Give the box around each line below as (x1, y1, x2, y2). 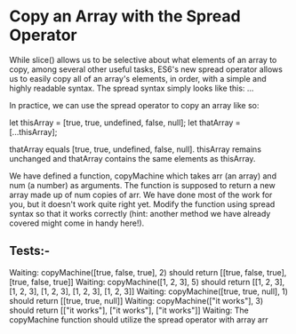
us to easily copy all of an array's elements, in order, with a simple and (9, 73, 267, 83)
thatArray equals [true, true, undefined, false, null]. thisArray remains (9, 144, 262, 155)
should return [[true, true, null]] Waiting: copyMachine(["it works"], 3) (9, 295, 264, 306)
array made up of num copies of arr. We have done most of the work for (9, 189, 273, 200)
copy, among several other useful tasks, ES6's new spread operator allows (9, 64, 283, 75)
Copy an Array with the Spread (9, 6, 242, 27)
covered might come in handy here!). (9, 218, 145, 228)
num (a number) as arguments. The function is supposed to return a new (9, 179, 276, 190)
